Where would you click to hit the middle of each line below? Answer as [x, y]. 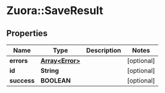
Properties [27, 33]
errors [19, 61]
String [50, 71]
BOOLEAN [56, 80]
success [22, 80]
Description [104, 50]
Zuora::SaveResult [55, 11]
